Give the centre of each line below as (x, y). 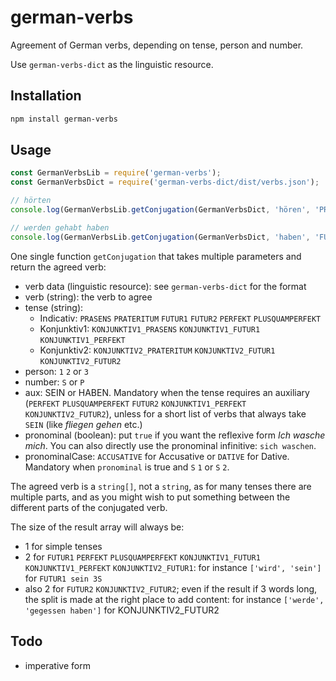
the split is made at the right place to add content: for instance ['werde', (174, 599)
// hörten (31, 201)
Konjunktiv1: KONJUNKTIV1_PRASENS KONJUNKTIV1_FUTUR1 (150, 328)
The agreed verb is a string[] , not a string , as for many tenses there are (161, 486)
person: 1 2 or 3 (56, 371)
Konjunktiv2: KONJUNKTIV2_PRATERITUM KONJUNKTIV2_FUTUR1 (157, 350)
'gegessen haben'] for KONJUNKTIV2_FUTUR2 (122, 610)
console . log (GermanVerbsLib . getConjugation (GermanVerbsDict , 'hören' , (160, 210)
